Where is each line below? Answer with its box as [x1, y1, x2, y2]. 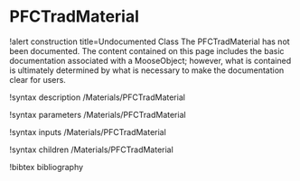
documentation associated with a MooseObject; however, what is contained [9, 55, 292, 66]
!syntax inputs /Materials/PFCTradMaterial [9, 126, 167, 137]
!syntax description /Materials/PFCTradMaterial [9, 92, 185, 103]
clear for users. [9, 74, 66, 85]
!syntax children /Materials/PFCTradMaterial [9, 144, 173, 155]
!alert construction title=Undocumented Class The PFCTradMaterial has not [9, 36, 291, 47]
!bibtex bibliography [9, 161, 84, 172]
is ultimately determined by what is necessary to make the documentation [9, 65, 285, 76]
